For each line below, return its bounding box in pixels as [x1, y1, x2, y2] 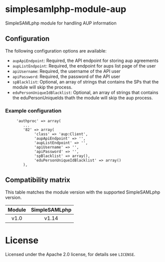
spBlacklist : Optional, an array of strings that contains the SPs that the [12, 78, 159, 84]
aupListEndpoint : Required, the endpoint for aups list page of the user [12, 62, 156, 68]
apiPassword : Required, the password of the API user [12, 73, 121, 79]
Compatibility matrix [5, 176, 71, 184]
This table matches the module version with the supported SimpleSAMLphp [5, 189, 161, 195]
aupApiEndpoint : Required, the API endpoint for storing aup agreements [12, 57, 159, 63]
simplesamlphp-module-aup [5, 3, 127, 15]
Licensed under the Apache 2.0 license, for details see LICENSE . [5, 251, 136, 257]
